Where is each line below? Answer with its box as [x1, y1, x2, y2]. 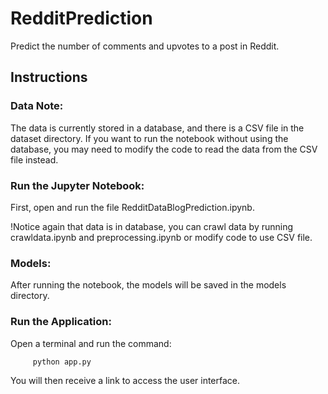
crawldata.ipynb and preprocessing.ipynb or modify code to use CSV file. [10, 231, 313, 243]
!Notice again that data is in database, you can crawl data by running [10, 220, 294, 232]
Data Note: [10, 99, 64, 113]
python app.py [32, 357, 92, 367]
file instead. [10, 153, 59, 166]
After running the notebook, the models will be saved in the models [10, 279, 287, 291]
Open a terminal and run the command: [10, 337, 172, 349]
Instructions [10, 69, 88, 86]
